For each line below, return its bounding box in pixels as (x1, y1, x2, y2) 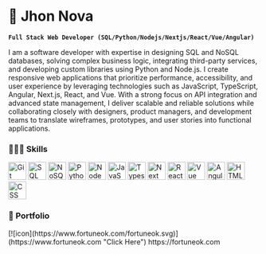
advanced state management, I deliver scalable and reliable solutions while (8, 98, 255, 107)
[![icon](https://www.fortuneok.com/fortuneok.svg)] (8, 229, 179, 238)
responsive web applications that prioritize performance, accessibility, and (8, 72, 253, 82)
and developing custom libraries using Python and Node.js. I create (8, 64, 229, 74)
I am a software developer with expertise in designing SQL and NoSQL (8, 47, 239, 57)
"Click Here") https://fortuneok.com (103, 236, 221, 246)
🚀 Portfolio (8, 210, 50, 221)
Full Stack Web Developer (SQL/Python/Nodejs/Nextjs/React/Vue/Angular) (8, 33, 255, 41)
